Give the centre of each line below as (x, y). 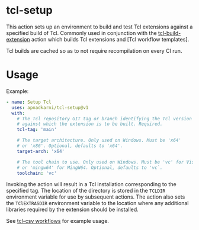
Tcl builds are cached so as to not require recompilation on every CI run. (94, 50)
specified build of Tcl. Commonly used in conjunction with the (81, 33)
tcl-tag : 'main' (37, 130)
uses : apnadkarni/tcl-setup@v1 (50, 107)
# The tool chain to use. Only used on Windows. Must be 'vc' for (100, 162)
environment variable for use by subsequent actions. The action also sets (96, 197)
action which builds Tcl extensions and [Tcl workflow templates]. (110, 39)
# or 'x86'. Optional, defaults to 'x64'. (70, 146)
